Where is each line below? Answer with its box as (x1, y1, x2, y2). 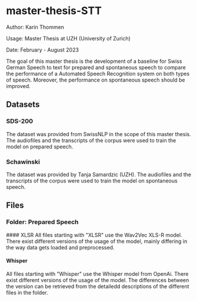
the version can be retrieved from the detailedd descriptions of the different (6, 283, 189, 290)
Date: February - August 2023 (6, 46, 79, 53)
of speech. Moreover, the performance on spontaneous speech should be (6, 76, 185, 83)
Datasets (6, 100, 40, 110)
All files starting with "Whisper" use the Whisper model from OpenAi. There (6, 270, 189, 277)
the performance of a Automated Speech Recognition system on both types (6, 70, 190, 77)
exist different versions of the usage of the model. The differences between (6, 276, 189, 283)
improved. (6, 82, 31, 89)
